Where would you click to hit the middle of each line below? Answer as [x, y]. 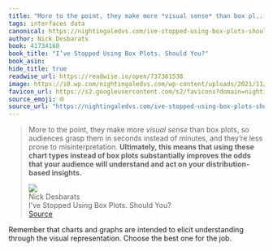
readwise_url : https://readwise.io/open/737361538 [96, 76]
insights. [67, 173]
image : [19, 84]
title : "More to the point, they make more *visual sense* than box [127, 16]
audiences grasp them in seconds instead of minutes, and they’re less [145, 138]
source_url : [28, 106]
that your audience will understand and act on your [116, 164]
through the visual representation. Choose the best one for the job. [120, 238]
